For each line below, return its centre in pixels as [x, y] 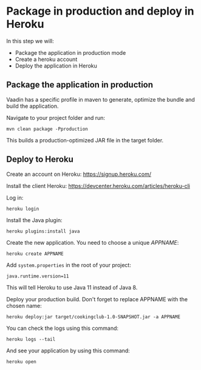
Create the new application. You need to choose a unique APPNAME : [93, 242]
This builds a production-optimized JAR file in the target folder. [85, 140]
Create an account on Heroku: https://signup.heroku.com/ [79, 174]
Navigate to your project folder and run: [56, 117]
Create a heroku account [46, 59]
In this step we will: [30, 41]
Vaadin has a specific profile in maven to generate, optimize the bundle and [101, 99]
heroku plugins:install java [43, 231]
